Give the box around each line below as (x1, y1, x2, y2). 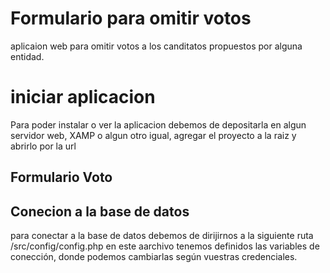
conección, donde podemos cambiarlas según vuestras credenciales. (10, 251, 298, 263)
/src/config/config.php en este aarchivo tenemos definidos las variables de (10, 240, 320, 252)
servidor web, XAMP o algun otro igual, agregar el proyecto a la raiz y (10, 129, 297, 141)
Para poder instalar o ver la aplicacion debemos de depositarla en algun (10, 118, 307, 131)
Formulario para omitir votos (10, 7, 252, 30)
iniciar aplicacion (10, 86, 156, 109)
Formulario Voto (10, 169, 113, 186)
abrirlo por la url (10, 140, 77, 152)
